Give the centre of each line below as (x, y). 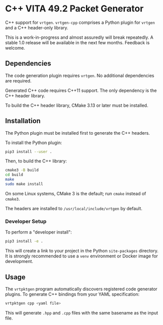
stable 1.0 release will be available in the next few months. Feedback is (78, 42)
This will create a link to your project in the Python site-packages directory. (82, 251)
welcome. (15, 48)
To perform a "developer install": (39, 232)
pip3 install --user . (29, 152)
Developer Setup (26, 221)
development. (19, 261)
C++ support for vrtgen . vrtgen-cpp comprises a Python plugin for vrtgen (80, 22)
